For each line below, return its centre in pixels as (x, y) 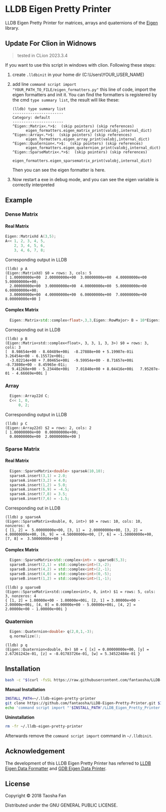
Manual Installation (25, 690)
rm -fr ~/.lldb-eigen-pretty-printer (44, 726)
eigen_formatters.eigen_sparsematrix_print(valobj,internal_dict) (82, 161)
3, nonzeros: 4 (21, 596)
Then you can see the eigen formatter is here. (59, 170)
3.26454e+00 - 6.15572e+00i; (35, 356)
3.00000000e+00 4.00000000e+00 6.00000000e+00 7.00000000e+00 (78, 295)
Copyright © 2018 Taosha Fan (36, 796)
